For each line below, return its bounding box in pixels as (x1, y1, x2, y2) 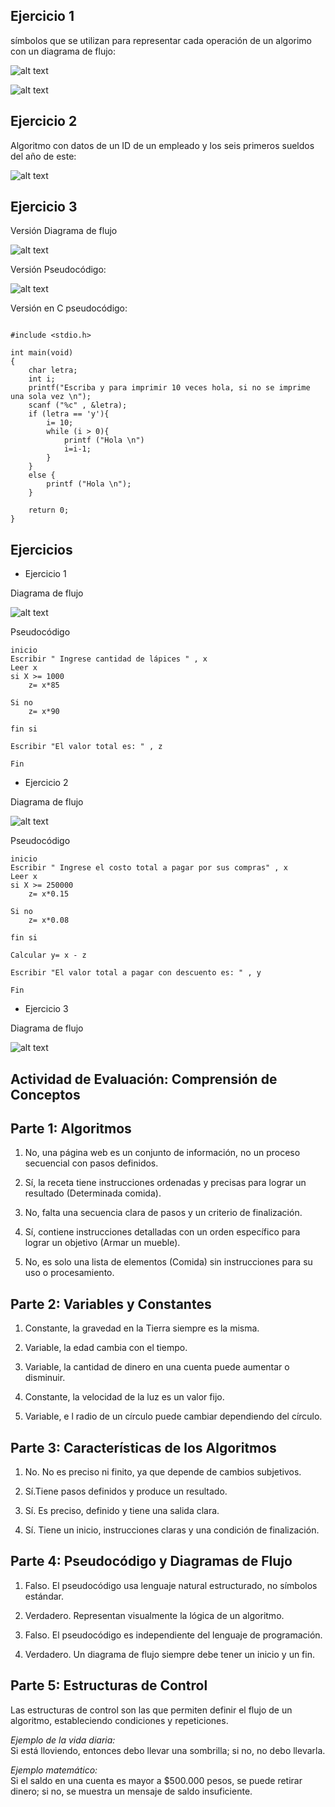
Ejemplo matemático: (10, 1764, 98, 1776)
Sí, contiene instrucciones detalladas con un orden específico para (24, 1226, 301, 1238)
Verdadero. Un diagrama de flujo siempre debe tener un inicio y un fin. (24, 1648, 315, 1660)
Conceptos (10, 1086, 81, 1103)
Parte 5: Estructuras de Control (10, 1677, 208, 1694)
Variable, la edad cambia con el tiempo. (24, 1342, 188, 1354)
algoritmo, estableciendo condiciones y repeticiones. (10, 1714, 229, 1726)
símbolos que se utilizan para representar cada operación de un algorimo (10, 34, 313, 46)
